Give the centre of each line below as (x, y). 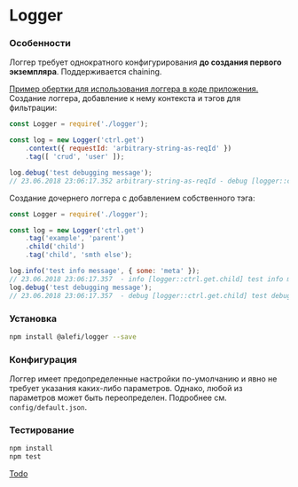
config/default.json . (48, 407)
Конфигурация (43, 359)
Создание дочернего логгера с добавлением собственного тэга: (132, 198)
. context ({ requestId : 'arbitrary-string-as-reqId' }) (129, 149)
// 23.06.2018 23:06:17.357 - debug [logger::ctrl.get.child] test (138, 295)
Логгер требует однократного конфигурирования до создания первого (145, 62)
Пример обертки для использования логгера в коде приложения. (134, 89)
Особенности (40, 43)
